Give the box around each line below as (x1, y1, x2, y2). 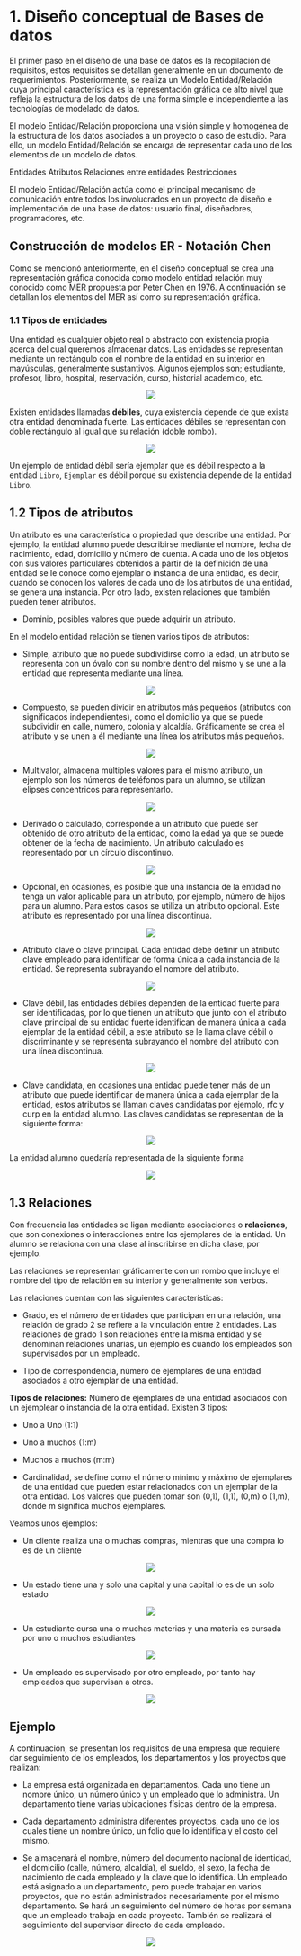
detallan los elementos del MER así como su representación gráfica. (9, 291, 261, 302)
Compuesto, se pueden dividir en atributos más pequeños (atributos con (22, 702, 292, 713)
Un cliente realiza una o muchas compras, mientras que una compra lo (22, 1535, 285, 1546)
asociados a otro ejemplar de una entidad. (22, 1375, 179, 1386)
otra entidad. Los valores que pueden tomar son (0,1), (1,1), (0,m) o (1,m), (22, 1491, 290, 1502)
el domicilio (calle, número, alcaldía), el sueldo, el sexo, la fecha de (22, 1862, 270, 1873)
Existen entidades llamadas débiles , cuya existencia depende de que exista (9, 407, 289, 417)
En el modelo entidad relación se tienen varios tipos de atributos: (9, 631, 250, 642)
